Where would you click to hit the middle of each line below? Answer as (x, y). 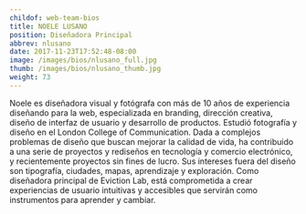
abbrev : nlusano (40, 43)
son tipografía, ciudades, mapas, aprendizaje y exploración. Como (134, 170)
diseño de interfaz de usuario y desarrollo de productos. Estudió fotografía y (153, 122)
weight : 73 (30, 77)
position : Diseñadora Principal (71, 35)
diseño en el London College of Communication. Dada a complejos (135, 132)
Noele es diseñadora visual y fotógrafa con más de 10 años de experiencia (150, 103)
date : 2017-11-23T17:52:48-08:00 (73, 52)
